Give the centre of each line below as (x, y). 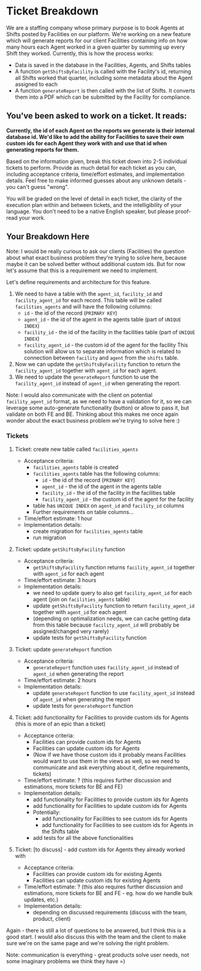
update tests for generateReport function (83, 706)
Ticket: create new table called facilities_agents (76, 449)
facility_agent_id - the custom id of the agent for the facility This (106, 345)
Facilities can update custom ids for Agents (86, 748)
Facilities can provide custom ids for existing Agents (97, 873)
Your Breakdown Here (48, 237)
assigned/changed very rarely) (71, 631)
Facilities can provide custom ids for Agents (87, 742)
